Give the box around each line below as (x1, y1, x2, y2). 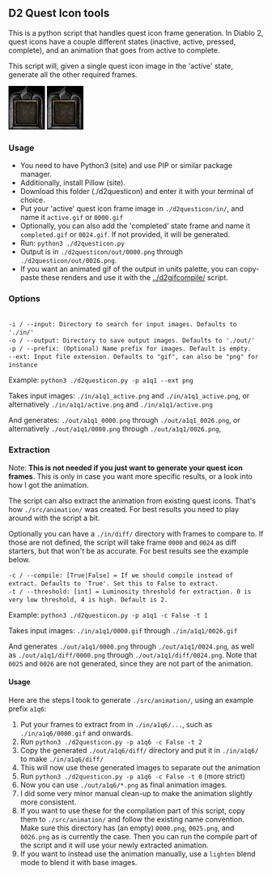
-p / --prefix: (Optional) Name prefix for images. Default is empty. (8, 345, 252, 353)
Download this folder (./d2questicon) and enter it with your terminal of (19, 187, 254, 196)
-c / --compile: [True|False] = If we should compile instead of (8, 571, 233, 580)
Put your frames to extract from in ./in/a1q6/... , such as (19, 719, 213, 729)
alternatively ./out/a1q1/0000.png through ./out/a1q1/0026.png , (8, 424, 222, 433)
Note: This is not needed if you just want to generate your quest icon (8, 463, 243, 472)
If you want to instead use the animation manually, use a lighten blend (19, 848, 257, 859)
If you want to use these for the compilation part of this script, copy (19, 805, 245, 815)
